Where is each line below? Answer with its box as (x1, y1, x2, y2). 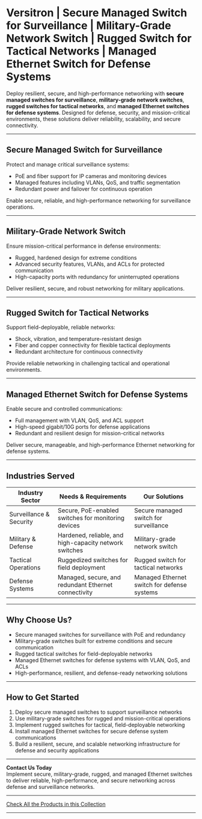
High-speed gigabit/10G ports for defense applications (14, 423, 150, 431)
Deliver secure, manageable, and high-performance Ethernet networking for (6, 441, 195, 449)
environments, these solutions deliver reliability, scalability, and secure (6, 115, 181, 123)
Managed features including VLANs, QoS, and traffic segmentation (14, 179, 180, 186)
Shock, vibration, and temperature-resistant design (14, 336, 142, 343)
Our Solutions (143, 492, 184, 500)
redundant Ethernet (57, 581, 113, 589)
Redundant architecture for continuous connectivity (14, 348, 143, 355)
